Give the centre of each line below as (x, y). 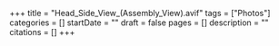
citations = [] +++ (42, 32)
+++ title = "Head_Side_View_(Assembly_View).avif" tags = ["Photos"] (140, 13)
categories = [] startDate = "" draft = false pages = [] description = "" (139, 23)
